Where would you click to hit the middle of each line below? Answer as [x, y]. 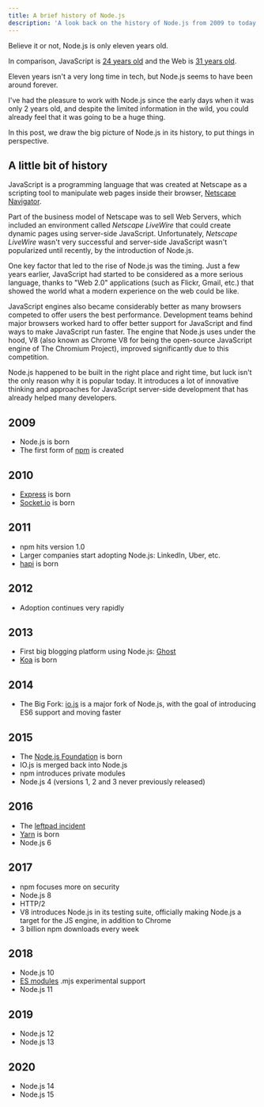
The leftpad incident [52, 825]
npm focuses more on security [70, 887]
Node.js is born [44, 442]
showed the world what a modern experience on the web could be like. [124, 291]
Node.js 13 [37, 1042]
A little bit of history [58, 165]
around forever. [33, 85]
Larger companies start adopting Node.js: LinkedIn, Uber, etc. [120, 555]
